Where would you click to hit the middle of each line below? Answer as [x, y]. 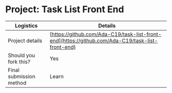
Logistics [26, 26]
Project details [25, 40]
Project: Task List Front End [65, 9]
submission [22, 76]
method [17, 83]
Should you [21, 55]
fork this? [19, 61]
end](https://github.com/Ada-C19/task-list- [104, 40]
